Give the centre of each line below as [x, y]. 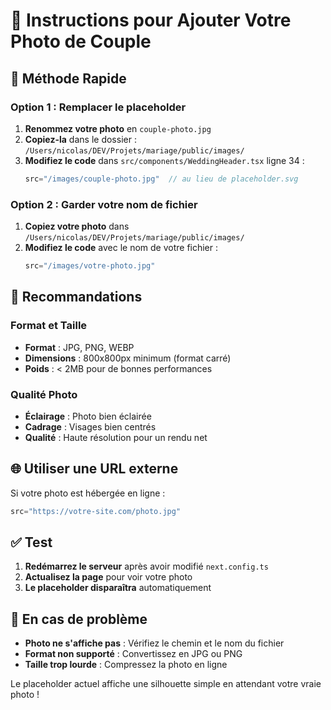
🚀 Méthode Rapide [68, 78]
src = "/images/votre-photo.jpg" [90, 266]
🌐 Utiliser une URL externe [94, 469]
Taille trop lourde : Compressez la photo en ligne [126, 665]
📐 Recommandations [76, 297]
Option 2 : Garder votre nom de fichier [104, 204]
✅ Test [31, 542]
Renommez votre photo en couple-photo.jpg [118, 128]
